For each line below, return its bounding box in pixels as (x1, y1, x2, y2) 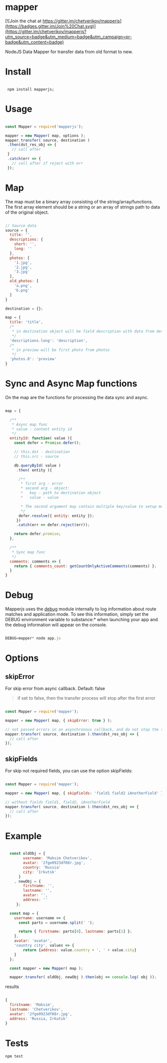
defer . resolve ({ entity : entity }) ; (18, 513, 94, 518)
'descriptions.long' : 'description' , (9, 338, 88, 343)
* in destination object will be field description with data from (11, 329, 155, 334)
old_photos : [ (9, 279, 39, 284)
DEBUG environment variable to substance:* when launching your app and (5, 617, 158, 623)
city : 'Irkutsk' (23, 869, 57, 875)
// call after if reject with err (11, 161, 83, 165)
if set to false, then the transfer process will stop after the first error (17, 695, 156, 701)
